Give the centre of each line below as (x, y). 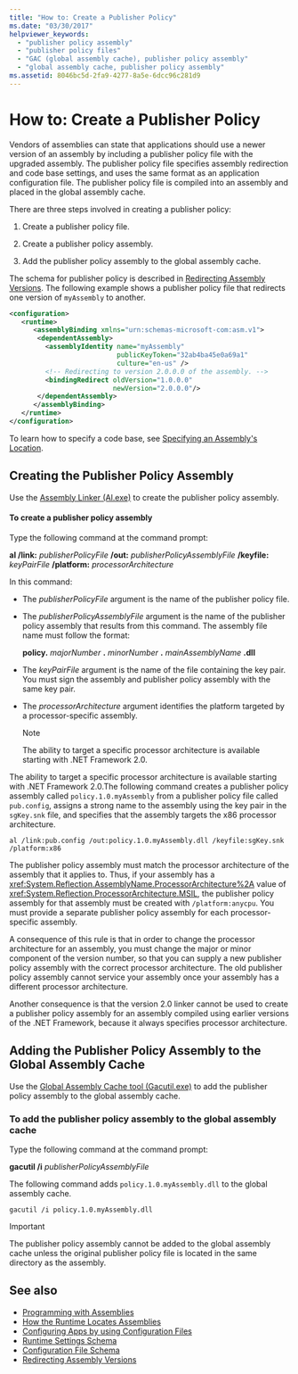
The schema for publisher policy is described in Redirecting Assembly (137, 278)
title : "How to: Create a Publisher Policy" (93, 17)
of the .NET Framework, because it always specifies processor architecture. (148, 1022)
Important (27, 1227)
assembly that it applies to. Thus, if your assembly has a (112, 874)
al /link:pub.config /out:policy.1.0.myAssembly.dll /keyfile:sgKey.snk (147, 840)
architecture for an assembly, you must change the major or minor (130, 948)
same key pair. (48, 689)
